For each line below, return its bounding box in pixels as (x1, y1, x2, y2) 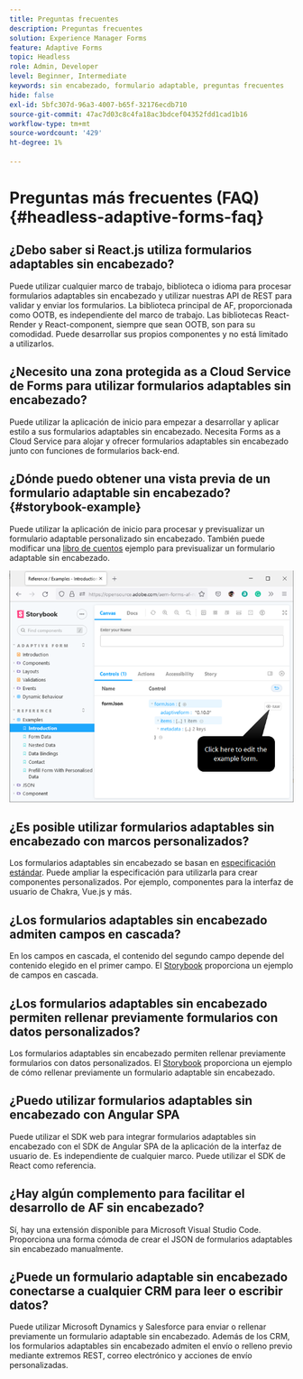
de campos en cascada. (9, 970, 99, 980)
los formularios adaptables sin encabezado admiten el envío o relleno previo (9, 1340, 293, 1352)
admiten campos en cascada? (9, 926, 182, 942)
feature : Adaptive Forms (9, 43, 103, 52)
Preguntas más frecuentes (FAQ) (9, 188, 260, 208)
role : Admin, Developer (9, 62, 99, 71)
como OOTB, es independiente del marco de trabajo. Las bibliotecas (9, 309, 263, 320)
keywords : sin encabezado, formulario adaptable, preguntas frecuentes (9, 81, 284, 90)
